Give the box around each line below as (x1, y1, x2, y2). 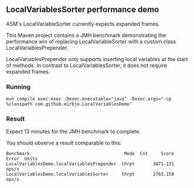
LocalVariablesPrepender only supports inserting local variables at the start (6, 55, 188, 62)
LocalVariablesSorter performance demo (6, 5, 159, 15)
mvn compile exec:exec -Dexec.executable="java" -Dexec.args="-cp (6, 96, 172, 102)
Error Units (6, 156, 38, 162)
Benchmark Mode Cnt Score (6, 151, 175, 157)
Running (6, 82, 31, 90)
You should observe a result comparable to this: (6, 139, 122, 146)
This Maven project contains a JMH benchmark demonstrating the (6, 32, 166, 39)
